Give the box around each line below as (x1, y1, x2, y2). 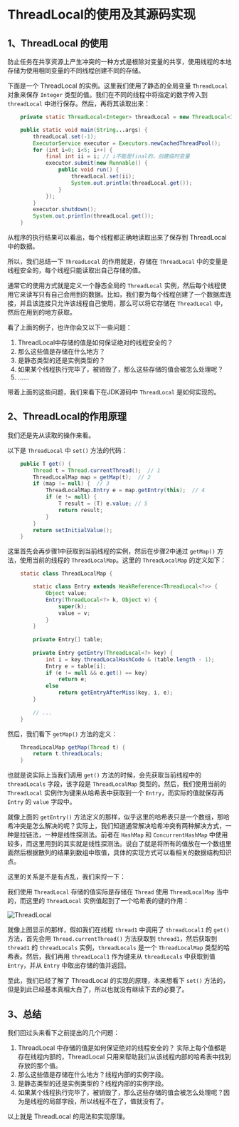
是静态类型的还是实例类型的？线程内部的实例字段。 (17, 1079, 168, 1088)
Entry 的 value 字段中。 (7, 797, 76, 806)
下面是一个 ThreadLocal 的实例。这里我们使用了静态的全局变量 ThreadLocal (7, 81, 228, 90)
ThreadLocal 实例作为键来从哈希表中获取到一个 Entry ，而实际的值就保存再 (7, 789, 224, 797)
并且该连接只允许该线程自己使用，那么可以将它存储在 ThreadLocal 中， (19, 299, 227, 307)
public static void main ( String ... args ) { (20, 126, 148, 133)
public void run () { (58, 166, 119, 173)
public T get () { (20, 460, 72, 467)
